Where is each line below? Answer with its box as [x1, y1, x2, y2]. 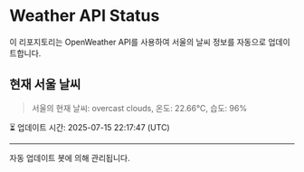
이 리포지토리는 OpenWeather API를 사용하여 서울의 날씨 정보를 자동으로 [9, 36, 267, 47]
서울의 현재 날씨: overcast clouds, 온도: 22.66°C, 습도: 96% [31, 102, 247, 113]
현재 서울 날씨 [9, 77, 81, 92]
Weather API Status [9, 5, 160, 26]
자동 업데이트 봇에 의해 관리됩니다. [9, 152, 130, 163]
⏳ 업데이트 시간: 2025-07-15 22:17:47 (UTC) [9, 121, 170, 132]
